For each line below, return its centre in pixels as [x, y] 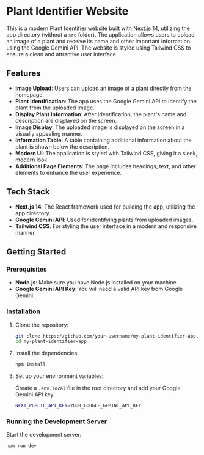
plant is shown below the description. [62, 146]
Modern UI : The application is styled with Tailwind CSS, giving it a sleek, [106, 153]
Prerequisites [27, 269]
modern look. [32, 160]
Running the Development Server [57, 421]
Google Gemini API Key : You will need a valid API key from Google [99, 289]
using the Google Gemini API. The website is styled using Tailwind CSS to [99, 48]
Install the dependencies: [47, 353]
